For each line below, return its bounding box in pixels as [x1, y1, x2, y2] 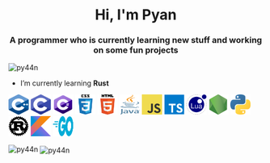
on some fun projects [92, 44, 179, 56]
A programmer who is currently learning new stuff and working [9, 35, 263, 46]
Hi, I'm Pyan [95, 6, 177, 24]
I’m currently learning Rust [19, 78, 109, 88]
